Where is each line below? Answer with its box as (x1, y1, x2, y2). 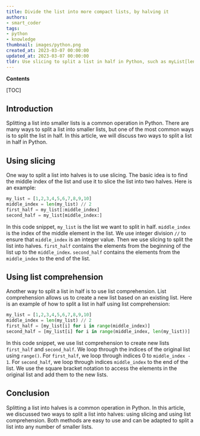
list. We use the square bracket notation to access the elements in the (6, 365, 177, 372)
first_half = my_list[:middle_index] (6, 207, 100, 213)
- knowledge (6, 36, 36, 42)
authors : (6, 14, 28, 20)
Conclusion (6, 388, 50, 398)
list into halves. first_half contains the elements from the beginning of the (6, 242, 190, 249)
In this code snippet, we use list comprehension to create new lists (6, 339, 170, 346)
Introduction (6, 104, 54, 114)
